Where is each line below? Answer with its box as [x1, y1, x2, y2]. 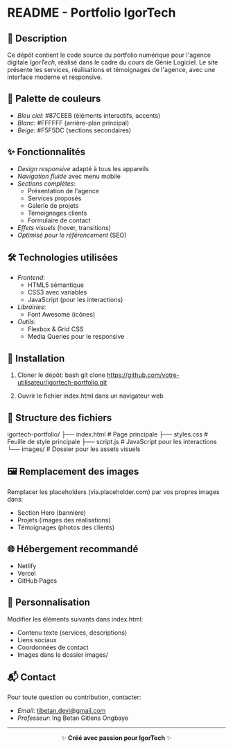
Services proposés [27, 194, 82, 202]
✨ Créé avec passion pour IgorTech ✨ [61, 734, 172, 742]
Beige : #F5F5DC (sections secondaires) [17, 126, 132, 134]
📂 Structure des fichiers [7, 412, 112, 423]
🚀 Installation [7, 352, 65, 364]
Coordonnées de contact [17, 643, 89, 651]
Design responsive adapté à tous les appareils [17, 164, 149, 173]
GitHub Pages [17, 576, 58, 585]
